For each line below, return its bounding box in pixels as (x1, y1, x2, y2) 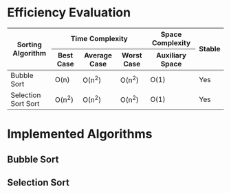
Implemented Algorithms (7, 127, 153, 142)
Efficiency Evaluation (7, 5, 131, 21)
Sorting (16, 40, 43, 49)
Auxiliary (155, 50, 187, 60)
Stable (199, 44, 221, 54)
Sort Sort (10, 99, 40, 108)
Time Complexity (70, 34, 129, 43)
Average (83, 50, 112, 60)
